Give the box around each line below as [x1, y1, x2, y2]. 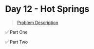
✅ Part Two [5, 39, 28, 45]
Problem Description [17, 20, 58, 25]
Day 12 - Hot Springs [5, 3, 90, 15]
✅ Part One [5, 29, 28, 35]
